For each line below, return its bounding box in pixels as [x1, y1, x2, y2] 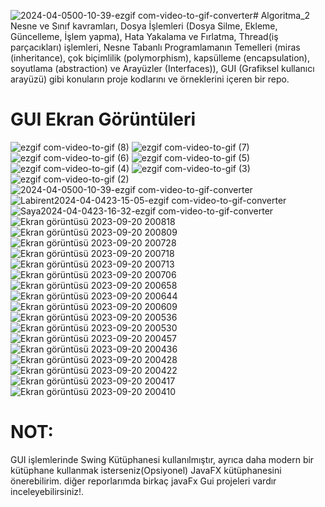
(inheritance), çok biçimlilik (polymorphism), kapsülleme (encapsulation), [10, 52, 310, 64]
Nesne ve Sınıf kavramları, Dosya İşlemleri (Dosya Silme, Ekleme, [10, 20, 278, 32]
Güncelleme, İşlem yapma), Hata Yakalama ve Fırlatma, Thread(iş [10, 31, 279, 42]
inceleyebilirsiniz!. [10, 485, 85, 497]
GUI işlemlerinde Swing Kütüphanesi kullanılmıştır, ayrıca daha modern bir [10, 453, 315, 465]
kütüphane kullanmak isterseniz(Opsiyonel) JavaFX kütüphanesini [10, 464, 282, 476]
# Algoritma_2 [252, 10, 311, 21]
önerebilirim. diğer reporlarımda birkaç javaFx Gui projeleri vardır [10, 475, 277, 487]
